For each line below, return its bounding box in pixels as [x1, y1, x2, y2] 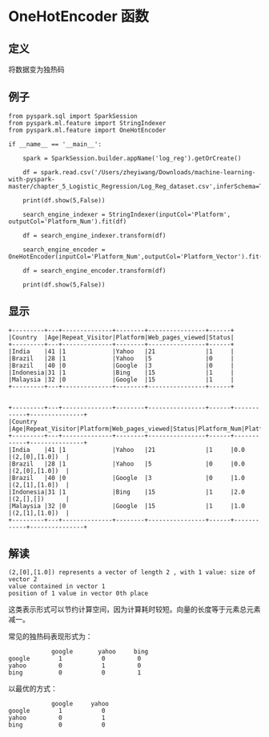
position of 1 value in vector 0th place [8, 589, 149, 598]
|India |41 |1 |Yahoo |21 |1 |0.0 [8, 446, 246, 454]
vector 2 [8, 576, 38, 584]
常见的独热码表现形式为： [8, 632, 93, 641]
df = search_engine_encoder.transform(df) [22, 267, 167, 275]
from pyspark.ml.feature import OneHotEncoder [8, 126, 167, 134]
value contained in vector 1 [8, 583, 106, 591]
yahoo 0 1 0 [8, 662, 142, 670]
